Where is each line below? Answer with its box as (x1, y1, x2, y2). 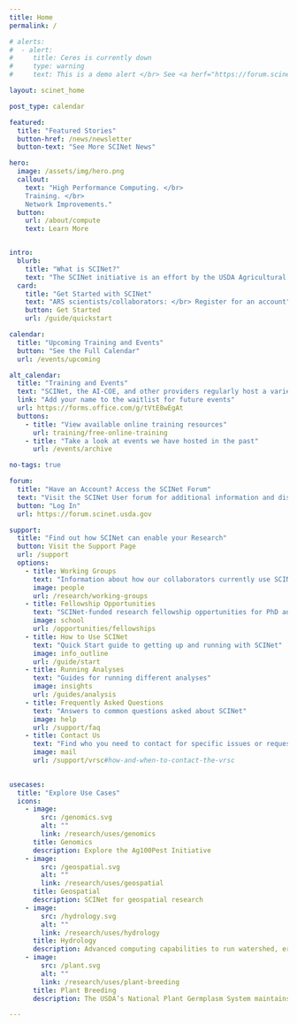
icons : (17, 797, 42, 805)
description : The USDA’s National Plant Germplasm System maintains (32, 994, 291, 1003)
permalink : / (9, 21, 57, 30)
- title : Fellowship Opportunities (25, 599, 156, 609)
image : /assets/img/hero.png (17, 167, 125, 176)
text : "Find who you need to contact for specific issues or (32, 740, 263, 749)
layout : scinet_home (9, 86, 86, 95)
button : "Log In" (17, 501, 81, 510)
